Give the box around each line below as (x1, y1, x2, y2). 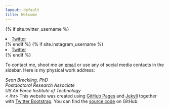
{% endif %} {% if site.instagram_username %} (5, 41, 104, 47)
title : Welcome (5, 12, 37, 17)
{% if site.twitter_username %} (5, 26, 69, 32)
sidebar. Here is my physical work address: (5, 67, 95, 73)
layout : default (5, 7, 39, 13)
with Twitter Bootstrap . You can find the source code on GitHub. (5, 98, 139, 104)
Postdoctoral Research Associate (5, 82, 75, 88)
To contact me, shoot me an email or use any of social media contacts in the (5, 62, 164, 68)
